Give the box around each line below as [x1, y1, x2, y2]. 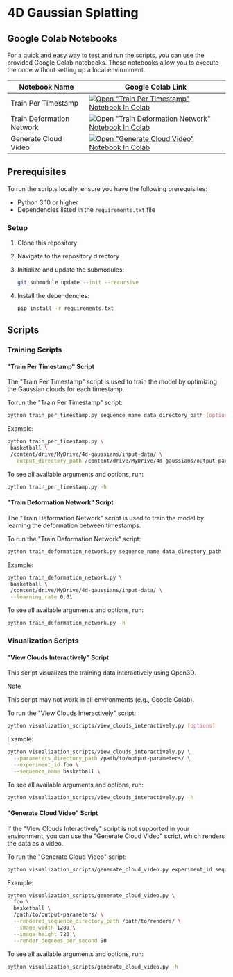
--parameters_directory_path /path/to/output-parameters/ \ [13, 755, 191, 762]
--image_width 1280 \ [13, 924, 76, 931]
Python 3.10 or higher [17, 198, 78, 206]
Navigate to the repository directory [17, 252, 120, 261]
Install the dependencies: [17, 291, 90, 299]
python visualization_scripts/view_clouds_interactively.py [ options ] [7, 723, 216, 730]
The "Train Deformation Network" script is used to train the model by [7, 514, 205, 522]
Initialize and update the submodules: [17, 265, 125, 274]
